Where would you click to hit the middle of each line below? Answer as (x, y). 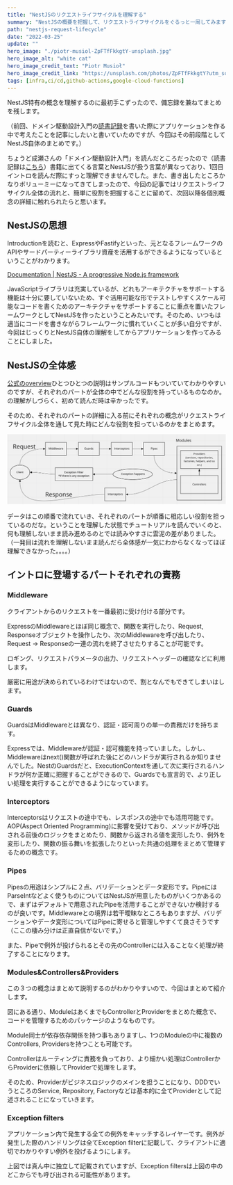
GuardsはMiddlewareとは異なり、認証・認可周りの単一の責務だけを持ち (110, 725)
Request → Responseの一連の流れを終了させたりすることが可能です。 (107, 643)
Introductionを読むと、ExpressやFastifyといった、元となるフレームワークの (115, 243)
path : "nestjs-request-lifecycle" (57, 29)
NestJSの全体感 (42, 365)
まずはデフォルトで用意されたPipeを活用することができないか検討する (120, 904)
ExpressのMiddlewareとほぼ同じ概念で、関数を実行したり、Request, (105, 626)
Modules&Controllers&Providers (63, 972)
